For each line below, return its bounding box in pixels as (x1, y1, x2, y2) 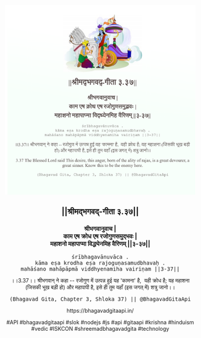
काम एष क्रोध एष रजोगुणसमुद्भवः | (63, 232, 138, 240)
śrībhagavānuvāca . (71, 253, 129, 260)
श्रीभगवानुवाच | (84, 225, 116, 233)
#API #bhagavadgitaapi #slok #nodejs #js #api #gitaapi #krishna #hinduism (6, 318, 194, 326)
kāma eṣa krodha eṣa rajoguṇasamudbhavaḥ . (34, 259, 166, 266)
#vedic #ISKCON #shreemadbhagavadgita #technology (31, 325, 170, 332)
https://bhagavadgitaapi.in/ (66, 307, 134, 314)
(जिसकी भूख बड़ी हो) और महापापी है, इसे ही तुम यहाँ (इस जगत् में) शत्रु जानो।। (25, 283, 176, 290)
